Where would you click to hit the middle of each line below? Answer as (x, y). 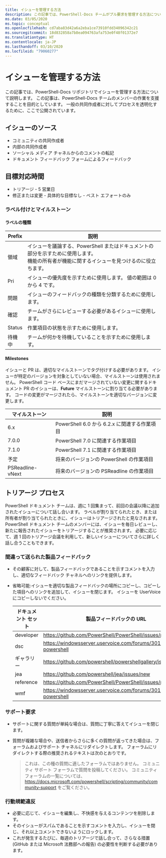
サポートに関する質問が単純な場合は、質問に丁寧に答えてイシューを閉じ (86, 724)
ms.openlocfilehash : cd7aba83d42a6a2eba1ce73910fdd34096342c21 (72, 28)
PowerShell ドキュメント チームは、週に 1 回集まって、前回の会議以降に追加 (82, 506)
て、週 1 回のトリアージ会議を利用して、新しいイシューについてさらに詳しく (83, 537)
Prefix (15, 236)
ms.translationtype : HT (30, 38)
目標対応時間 (25, 176)
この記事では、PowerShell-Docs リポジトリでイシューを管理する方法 (75, 92)
